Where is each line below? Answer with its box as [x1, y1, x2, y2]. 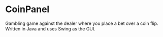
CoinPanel [5, 4, 50, 15]
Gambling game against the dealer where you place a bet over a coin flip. [5, 20, 158, 26]
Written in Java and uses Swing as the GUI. [5, 25, 95, 31]
